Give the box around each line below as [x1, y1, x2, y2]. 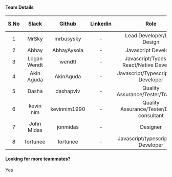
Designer [140, 123, 162, 130]
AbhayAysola [52, 47, 83, 54]
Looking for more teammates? [5, 156, 71, 162]
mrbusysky [54, 35, 81, 42]
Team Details [5, 4, 34, 10]
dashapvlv [55, 87, 80, 95]
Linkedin [90, 20, 112, 28]
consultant [138, 112, 164, 119]
